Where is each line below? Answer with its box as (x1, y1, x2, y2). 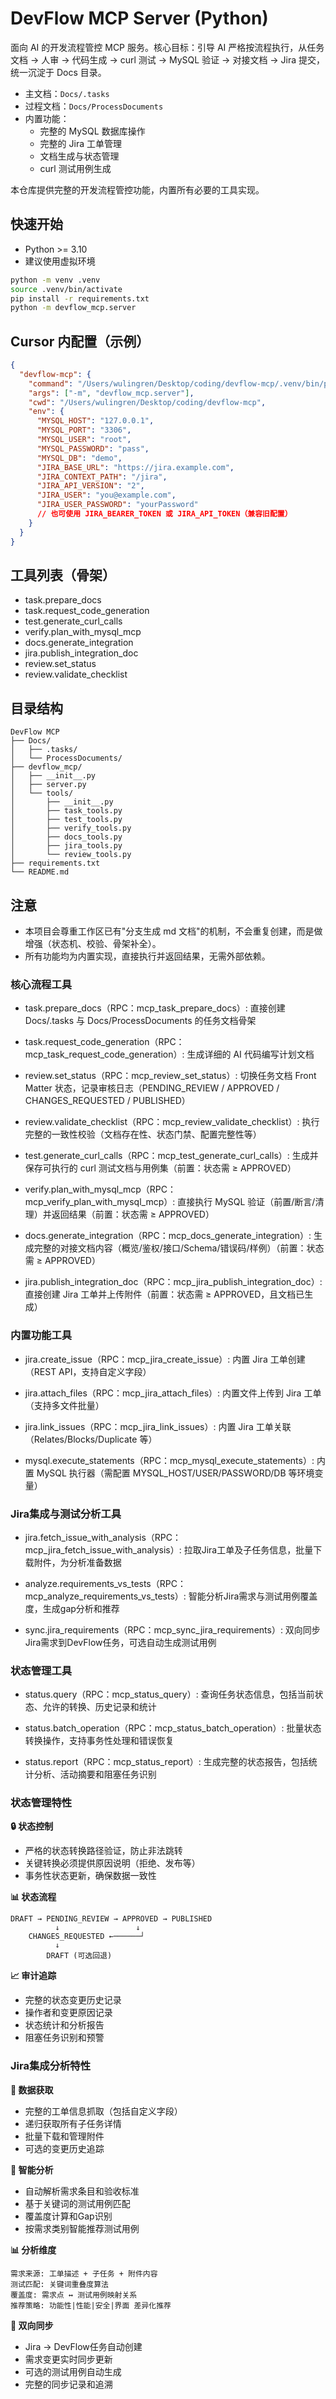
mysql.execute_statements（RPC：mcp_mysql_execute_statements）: (24, 1454, 315, 1466)
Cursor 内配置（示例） (10, 333, 150, 350)
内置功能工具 (10, 1328, 73, 1342)
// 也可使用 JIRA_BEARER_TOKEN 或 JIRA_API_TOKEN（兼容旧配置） (36, 509, 293, 519)
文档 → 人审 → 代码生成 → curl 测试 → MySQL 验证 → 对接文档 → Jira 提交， (10, 53, 326, 66)
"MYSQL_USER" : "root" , (36, 435, 132, 445)
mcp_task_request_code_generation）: (24, 1048, 185, 1061)
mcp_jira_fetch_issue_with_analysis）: (24, 1543, 182, 1556)
